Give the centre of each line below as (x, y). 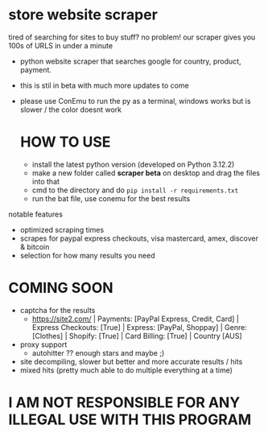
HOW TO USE (65, 142)
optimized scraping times (62, 229)
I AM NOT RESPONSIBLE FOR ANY (124, 402)
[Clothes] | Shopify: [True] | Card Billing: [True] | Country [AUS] (137, 336)
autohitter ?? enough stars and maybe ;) (98, 353)
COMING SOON (61, 288)
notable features (35, 214)
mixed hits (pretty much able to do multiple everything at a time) (126, 370)
